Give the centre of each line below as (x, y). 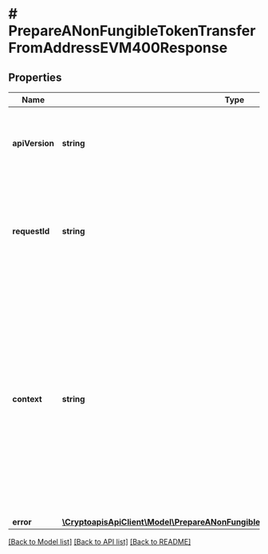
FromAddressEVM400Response (118, 48)
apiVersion (33, 143)
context (27, 399)
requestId (31, 231)
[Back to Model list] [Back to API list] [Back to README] (100, 542)
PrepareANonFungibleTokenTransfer (132, 31)
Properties (35, 77)
